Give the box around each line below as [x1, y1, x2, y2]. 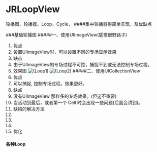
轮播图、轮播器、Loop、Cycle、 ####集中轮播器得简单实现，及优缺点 [6, 21, 152, 27]
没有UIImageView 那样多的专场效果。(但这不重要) [13, 93, 117, 99]
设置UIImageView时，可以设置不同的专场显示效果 [13, 49, 117, 55]
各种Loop [6, 141, 26, 147]
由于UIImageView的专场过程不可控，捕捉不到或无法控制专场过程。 [13, 61, 152, 67]
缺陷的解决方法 [13, 105, 45, 112]
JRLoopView [6, 4, 60, 15]
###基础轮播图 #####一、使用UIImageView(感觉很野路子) [6, 31, 128, 37]
